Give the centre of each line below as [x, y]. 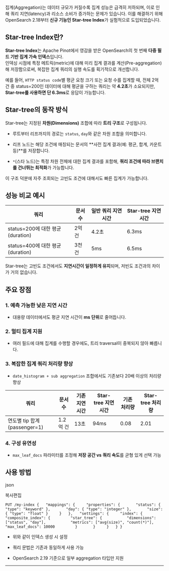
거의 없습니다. [24, 272]
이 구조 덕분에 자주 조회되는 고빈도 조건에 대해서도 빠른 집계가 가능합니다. [77, 178]
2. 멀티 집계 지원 [24, 332]
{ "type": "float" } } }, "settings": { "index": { [74, 513]
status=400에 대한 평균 [34, 246]
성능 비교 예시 [25, 196]
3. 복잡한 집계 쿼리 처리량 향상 [39, 364]
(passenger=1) [26, 427]
